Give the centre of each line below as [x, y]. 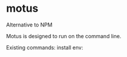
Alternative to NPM [29, 25]
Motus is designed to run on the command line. [64, 36]
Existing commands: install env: [45, 47]
